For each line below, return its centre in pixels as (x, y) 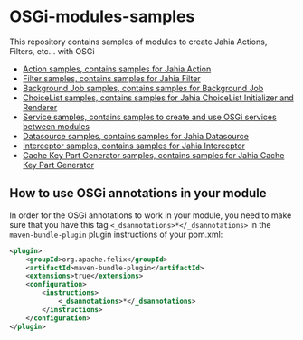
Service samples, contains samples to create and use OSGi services (150, 117)
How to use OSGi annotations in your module (138, 193)
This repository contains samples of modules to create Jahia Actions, (138, 42)
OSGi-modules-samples (102, 17)
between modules (56, 126)
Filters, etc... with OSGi (52, 51)
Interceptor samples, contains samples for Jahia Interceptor (134, 146)
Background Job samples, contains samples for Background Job (143, 88)
